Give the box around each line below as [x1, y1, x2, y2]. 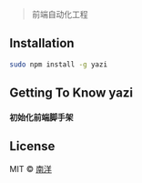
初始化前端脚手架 [9, 111, 74, 122]
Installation [9, 36, 75, 51]
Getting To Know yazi [9, 86, 134, 101]
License [9, 138, 56, 154]
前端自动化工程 [31, 9, 88, 19]
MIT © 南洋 [9, 164, 53, 175]
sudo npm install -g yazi [9, 59, 107, 69]
